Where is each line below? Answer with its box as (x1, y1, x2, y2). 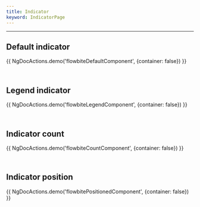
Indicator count (6, 128, 64, 139)
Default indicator (6, 42, 70, 52)
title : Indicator (6, 8, 49, 15)
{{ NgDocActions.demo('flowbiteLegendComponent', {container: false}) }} (6, 101, 187, 108)
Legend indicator (6, 85, 71, 95)
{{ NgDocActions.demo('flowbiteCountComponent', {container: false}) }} (6, 144, 184, 152)
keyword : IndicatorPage (6, 14, 65, 20)
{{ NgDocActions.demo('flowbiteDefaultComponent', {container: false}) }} (6, 58, 187, 65)
